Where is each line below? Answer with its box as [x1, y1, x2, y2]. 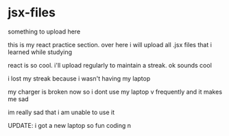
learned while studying [8, 48, 73, 56]
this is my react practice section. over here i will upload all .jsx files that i [8, 40, 212, 49]
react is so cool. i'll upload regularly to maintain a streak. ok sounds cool [8, 61, 212, 69]
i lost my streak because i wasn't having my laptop [8, 74, 151, 83]
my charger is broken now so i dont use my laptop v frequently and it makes [8, 87, 222, 96]
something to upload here [8, 27, 81, 36]
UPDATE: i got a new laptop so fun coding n [8, 121, 132, 129]
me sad [8, 94, 29, 103]
